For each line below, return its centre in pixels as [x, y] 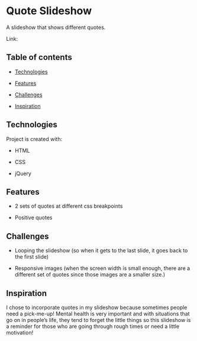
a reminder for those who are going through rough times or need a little [93, 326]
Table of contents [39, 57]
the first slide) [32, 257]
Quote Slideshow [49, 11]
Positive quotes [33, 218]
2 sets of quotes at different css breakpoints [69, 206]
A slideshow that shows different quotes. [56, 27]
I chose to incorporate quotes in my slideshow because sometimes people [97, 307]
